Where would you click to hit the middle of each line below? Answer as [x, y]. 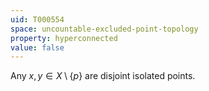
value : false [37, 47]
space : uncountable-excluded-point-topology [104, 29]
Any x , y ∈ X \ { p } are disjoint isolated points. [103, 76]
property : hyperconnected [64, 38]
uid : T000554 [37, 19]
